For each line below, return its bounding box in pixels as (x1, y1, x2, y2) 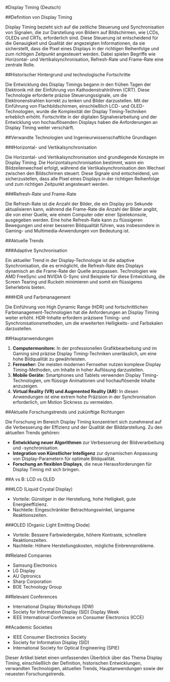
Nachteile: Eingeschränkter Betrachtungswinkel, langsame (12, 507, 135, 512)
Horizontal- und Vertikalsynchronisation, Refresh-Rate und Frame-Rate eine (5, 56, 164, 62)
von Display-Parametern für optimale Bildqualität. (12, 456, 116, 462)
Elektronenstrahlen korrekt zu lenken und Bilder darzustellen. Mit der (5, 98, 149, 104)
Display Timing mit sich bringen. (12, 467, 80, 472)
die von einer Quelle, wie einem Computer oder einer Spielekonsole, (5, 212, 148, 217)
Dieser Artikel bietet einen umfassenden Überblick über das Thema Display (5, 655, 162, 661)
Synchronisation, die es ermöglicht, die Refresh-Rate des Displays (5, 263, 144, 269)
